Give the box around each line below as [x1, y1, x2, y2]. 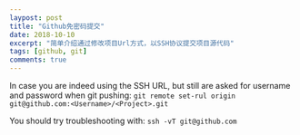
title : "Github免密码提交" [9, 22, 105, 31]
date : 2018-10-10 [9, 30, 75, 39]
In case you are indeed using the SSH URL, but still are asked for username [9, 81, 291, 91]
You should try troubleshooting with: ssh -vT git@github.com [9, 115, 237, 126]
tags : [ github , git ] [9, 47, 88, 56]
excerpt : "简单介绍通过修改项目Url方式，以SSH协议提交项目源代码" [9, 38, 235, 48]
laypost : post [9, 13, 64, 23]
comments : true [9, 55, 67, 64]
